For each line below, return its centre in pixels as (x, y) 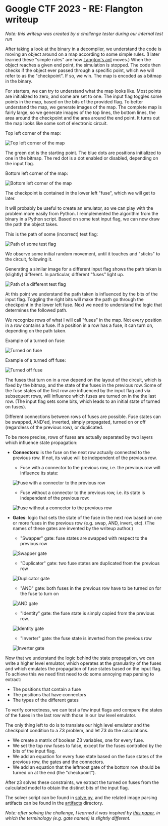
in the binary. (19, 81)
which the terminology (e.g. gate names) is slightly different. (68, 818)
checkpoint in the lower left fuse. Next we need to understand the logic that (84, 305)
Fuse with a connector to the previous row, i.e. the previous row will (90, 467)
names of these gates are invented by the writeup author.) (73, 528)
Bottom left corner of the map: (37, 173)
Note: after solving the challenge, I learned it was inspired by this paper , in (83, 813)
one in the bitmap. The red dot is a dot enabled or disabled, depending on (82, 158)
